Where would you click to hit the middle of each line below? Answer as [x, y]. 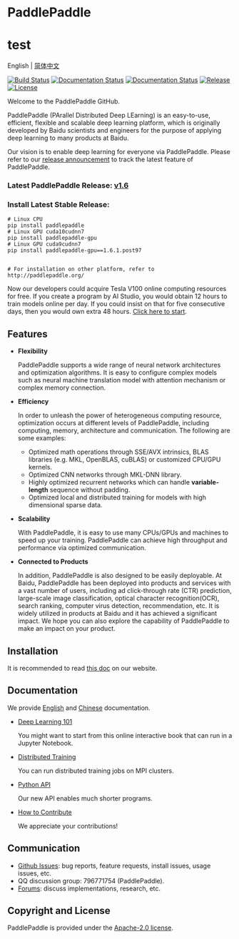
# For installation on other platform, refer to [81, 269]
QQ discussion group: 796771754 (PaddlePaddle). [91, 880]
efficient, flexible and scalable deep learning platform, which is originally [114, 123]
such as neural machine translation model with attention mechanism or [122, 380]
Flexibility [32, 351]
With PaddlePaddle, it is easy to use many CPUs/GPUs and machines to [123, 533]
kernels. [40, 467]
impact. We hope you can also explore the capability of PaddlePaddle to [123, 621]
